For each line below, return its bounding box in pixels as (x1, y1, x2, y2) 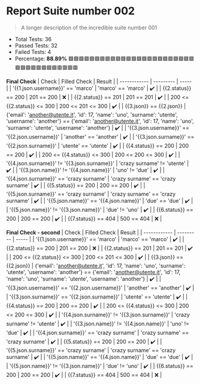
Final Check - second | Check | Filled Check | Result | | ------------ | (6, 228, 176, 236)
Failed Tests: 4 (14, 48, 51, 55)
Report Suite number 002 (6, 4, 135, 18)
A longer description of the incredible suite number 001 (20, 24, 157, 31)
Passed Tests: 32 (14, 42, 58, 49)
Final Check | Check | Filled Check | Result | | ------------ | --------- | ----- (6, 78, 192, 85)
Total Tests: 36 (14, 35, 52, 42)
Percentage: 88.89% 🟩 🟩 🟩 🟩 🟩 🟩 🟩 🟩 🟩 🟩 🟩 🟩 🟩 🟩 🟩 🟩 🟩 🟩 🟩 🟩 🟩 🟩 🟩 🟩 (14, 55, 195, 62)
